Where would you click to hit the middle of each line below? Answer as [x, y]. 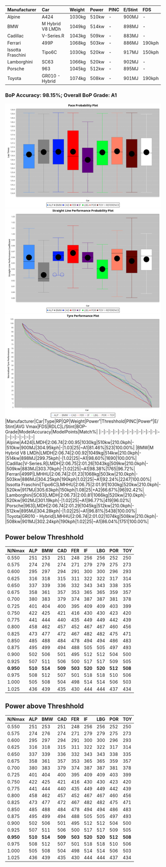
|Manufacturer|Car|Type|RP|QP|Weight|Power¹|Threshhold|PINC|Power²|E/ [82, 421]
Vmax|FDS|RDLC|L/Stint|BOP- [56, 427]
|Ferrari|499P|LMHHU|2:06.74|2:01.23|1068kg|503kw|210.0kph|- [72, 474]
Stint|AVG [15, 427]
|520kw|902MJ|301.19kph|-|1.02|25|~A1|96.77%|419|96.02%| [68, 501]
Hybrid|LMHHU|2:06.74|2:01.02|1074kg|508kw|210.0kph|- [99, 516]
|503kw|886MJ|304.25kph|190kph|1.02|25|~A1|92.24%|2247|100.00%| [78, 479]
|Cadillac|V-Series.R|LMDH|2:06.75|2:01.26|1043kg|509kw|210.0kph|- [77, 464]
